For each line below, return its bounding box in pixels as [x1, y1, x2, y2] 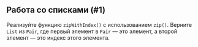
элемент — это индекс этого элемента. [6, 34, 110, 42]
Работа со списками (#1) [6, 5, 106, 15]
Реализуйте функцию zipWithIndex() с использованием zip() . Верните [6, 21, 192, 28]
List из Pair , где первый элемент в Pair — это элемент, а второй [6, 27, 178, 35]
